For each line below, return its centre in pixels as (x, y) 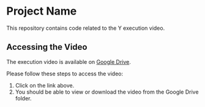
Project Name (42, 11)
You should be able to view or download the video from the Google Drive (107, 92)
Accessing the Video (47, 47)
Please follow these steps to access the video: (65, 74)
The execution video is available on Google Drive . (69, 61)
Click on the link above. (45, 85)
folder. (23, 98)
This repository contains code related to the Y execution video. (86, 28)
